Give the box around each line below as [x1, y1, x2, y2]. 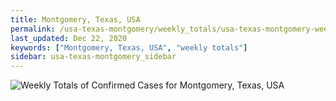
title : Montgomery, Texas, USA [10, 14, 141, 25]
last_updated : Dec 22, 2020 [10, 33, 128, 43]
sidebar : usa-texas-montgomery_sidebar [10, 52, 177, 62]
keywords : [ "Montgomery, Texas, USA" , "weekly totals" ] [10, 42, 248, 53]
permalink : [10, 24, 56, 34]
